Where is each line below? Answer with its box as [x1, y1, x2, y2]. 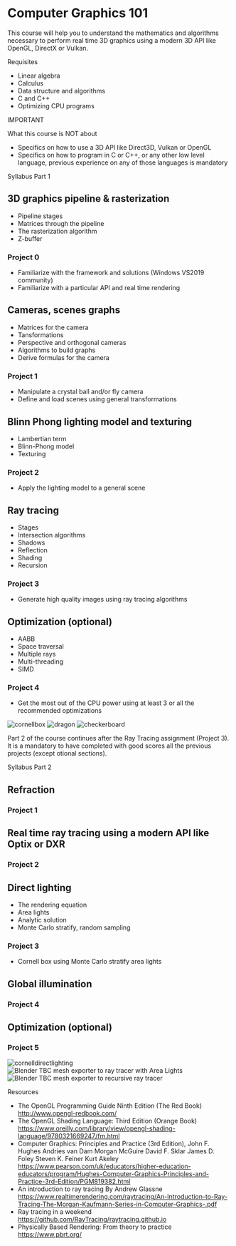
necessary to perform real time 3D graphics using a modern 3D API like [7, 36, 217, 44]
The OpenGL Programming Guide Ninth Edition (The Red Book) [17, 1101, 203, 1110]
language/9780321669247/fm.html [17, 1132, 120, 1141]
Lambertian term [17, 434, 67, 443]
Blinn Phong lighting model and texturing [7, 416, 193, 428]
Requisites [7, 57, 38, 66]
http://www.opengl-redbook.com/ [17, 1109, 117, 1118]
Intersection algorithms [17, 531, 86, 540]
